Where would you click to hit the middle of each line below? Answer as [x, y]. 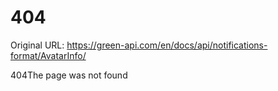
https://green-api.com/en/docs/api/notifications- [167, 45]
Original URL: [37, 45]
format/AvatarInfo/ [48, 55]
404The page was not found [69, 75]
